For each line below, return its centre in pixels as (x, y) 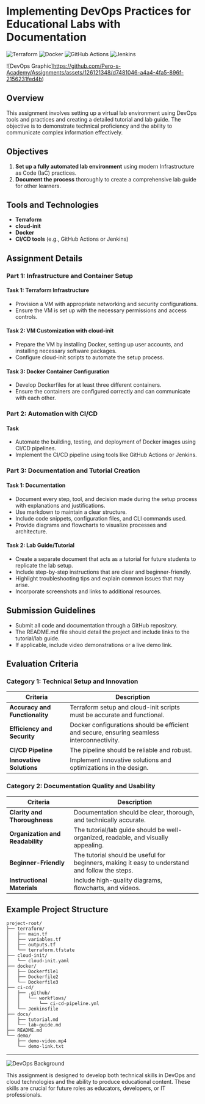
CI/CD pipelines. (36, 448)
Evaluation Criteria (42, 664)
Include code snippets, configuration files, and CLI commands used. (101, 518)
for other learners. (38, 186)
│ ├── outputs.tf (31, 945)
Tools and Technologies (53, 205)
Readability (26, 841)
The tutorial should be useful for (120, 855)
